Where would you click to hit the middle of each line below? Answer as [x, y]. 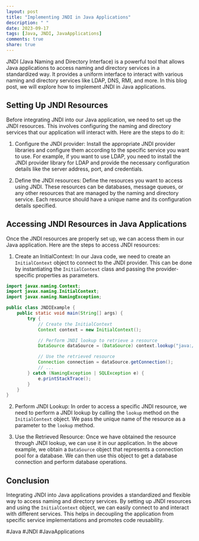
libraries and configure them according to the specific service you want [102, 150]
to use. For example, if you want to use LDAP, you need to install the [98, 156]
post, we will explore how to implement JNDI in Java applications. [86, 87]
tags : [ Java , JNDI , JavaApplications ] [54, 34]
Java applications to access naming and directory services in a [83, 68]
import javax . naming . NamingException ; [54, 297]
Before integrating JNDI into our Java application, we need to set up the [94, 120]
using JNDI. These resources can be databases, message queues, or [99, 187]
